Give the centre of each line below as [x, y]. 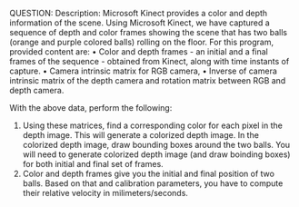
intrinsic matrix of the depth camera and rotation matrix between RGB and [148, 80]
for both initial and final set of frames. [93, 164]
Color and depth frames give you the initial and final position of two [149, 173]
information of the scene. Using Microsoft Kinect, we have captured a [140, 23]
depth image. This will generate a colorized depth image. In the [140, 135]
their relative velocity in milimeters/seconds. [105, 193]
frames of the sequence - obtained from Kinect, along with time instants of [149, 61]
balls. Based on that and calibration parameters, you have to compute [153, 183]
